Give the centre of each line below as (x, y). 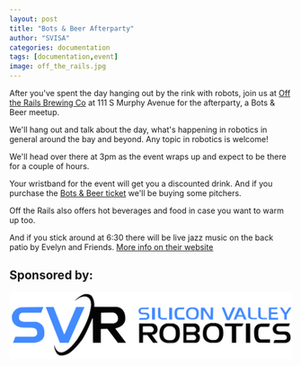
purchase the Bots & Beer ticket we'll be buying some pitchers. (125, 193)
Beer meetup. (35, 112)
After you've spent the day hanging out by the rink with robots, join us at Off (150, 93)
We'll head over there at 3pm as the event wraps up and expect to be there (148, 156)
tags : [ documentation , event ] (64, 57)
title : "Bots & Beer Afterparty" (72, 28)
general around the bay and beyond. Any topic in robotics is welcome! (139, 139)
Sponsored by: (51, 276)
